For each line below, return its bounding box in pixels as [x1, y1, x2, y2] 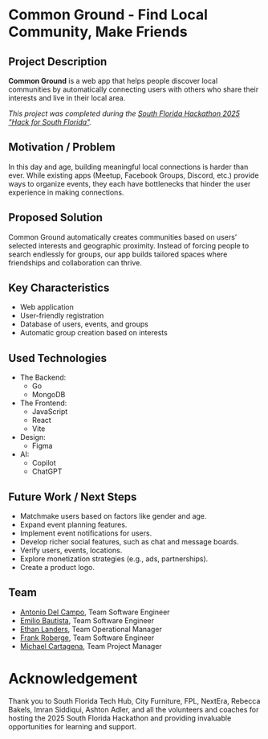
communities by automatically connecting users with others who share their [8, 84, 259, 94]
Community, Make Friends [8, 23, 188, 41]
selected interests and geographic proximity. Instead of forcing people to [8, 240, 250, 250]
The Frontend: [19, 398, 67, 408]
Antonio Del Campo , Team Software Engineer [19, 607, 170, 617]
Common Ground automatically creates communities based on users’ [8, 232, 238, 242]
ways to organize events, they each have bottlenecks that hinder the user [8, 179, 251, 188]
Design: [19, 433, 46, 442]
